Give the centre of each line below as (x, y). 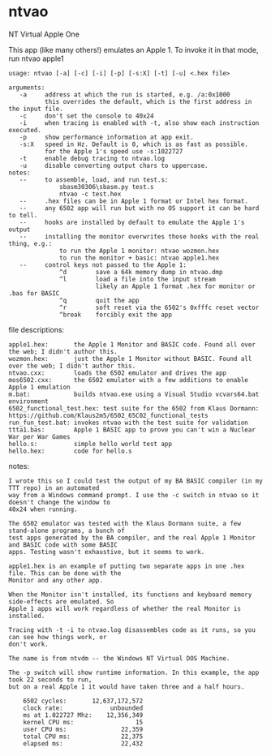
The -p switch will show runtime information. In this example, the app (134, 672)
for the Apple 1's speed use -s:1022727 (114, 151)
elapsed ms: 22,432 (83, 743)
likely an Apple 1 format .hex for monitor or (175, 286)
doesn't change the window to (60, 502)
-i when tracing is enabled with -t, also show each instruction (139, 123)
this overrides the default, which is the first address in (148, 101)
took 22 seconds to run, (50, 680)
